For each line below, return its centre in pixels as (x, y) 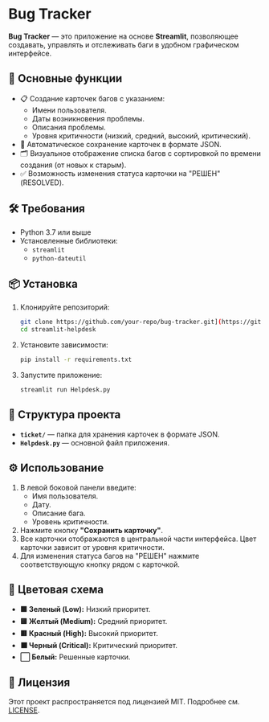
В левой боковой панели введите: (78, 487)
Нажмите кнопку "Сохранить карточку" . (91, 530)
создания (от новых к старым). (73, 165)
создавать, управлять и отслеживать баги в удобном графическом (124, 44)
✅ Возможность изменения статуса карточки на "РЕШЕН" (120, 173)
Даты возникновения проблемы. (88, 118)
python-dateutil (59, 258)
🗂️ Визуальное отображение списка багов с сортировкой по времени (140, 153)
